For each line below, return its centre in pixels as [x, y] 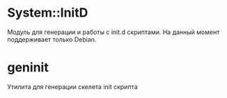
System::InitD [48, 13]
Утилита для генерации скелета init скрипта [72, 87]
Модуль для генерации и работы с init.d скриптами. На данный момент [113, 32]
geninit [28, 68]
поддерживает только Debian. [52, 39]
